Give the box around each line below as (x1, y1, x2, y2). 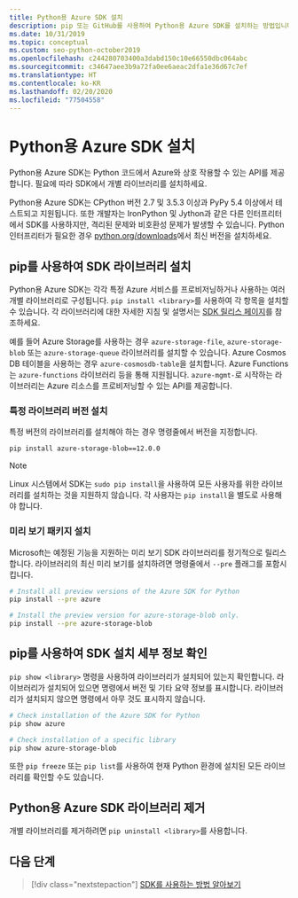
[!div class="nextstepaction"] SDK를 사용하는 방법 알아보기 (30, 879, 241, 890)
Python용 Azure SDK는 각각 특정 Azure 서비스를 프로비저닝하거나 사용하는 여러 (9, 285, 286, 295)
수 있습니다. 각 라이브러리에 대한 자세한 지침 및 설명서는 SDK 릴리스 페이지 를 (9, 307, 273, 317)
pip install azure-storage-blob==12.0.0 (9, 444, 161, 453)
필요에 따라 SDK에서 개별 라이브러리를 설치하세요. (35, 178, 208, 189)
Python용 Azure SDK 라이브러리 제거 (9, 800, 206, 816)
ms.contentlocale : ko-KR (9, 79, 101, 88)
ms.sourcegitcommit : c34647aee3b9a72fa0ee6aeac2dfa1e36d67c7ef (9, 63, 248, 72)
